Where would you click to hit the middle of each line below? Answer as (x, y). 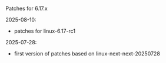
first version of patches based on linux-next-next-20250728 (87, 54)
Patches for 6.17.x (26, 8)
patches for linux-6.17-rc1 (45, 31)
